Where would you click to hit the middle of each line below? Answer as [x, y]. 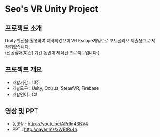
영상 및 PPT [22, 111]
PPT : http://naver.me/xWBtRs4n [45, 129]
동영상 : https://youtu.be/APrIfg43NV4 [50, 124]
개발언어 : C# [25, 94]
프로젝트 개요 [24, 70]
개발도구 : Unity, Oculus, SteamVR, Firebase [55, 88]
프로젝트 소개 [24, 28]
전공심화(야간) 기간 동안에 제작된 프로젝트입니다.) [53, 53]
